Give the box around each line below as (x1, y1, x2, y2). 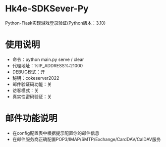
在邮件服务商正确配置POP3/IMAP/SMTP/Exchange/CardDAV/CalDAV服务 (12, 136, 161, 142)
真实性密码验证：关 (12, 94, 52, 99)
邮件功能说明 (5, 113, 58, 124)
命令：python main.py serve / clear (12, 56, 84, 62)
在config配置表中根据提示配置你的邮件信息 (12, 130, 100, 136)
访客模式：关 (12, 87, 39, 93)
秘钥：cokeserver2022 (12, 75, 59, 81)
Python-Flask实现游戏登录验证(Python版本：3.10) (5, 20, 106, 26)
